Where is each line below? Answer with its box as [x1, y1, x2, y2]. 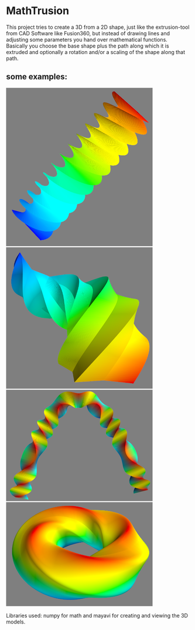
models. [6, 618, 26, 625]
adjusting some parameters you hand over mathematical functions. [6, 36, 168, 43]
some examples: [6, 72, 68, 82]
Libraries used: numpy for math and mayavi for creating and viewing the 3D [6, 612, 189, 619]
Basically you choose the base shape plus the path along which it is [6, 42, 169, 49]
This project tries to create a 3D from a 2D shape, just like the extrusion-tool [6, 24, 190, 31]
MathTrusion [6, 4, 69, 18]
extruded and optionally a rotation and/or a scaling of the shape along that [6, 48, 186, 55]
